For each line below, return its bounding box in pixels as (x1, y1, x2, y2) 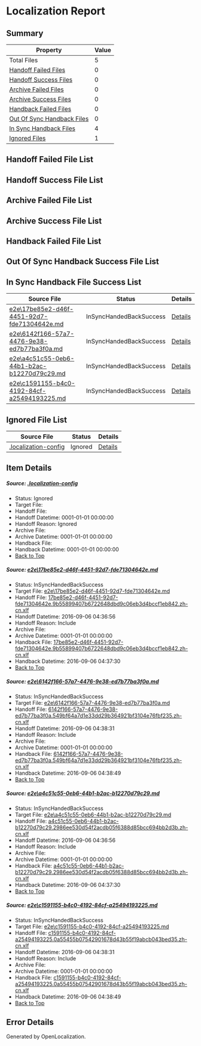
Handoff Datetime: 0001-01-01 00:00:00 (14, 514, 114, 521)
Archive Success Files (9, 95, 72, 103)
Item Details (6, 463, 52, 473)
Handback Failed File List (6, 236, 102, 246)
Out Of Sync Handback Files (9, 115, 89, 122)
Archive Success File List (6, 216, 102, 226)
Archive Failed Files (9, 85, 64, 94)
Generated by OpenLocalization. (6, 1033, 86, 1040)
